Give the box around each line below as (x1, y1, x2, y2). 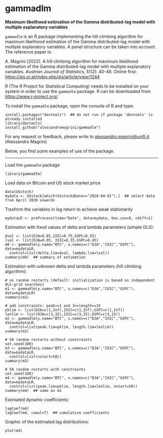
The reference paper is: (5, 49, 52, 55)
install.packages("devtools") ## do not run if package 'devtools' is (5, 112, 153, 117)
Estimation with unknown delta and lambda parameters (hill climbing (5, 263, 142, 269)
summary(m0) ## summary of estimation (5, 255, 86, 260)
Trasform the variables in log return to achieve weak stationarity (5, 206, 133, 212)
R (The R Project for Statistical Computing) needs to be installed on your (5, 83, 149, 89)
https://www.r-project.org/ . (5, 93, 59, 99)
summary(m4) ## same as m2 (5, 388, 62, 393)
